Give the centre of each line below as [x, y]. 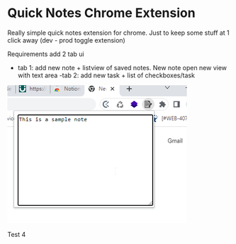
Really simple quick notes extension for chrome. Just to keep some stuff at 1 [119, 33]
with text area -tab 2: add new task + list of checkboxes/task [106, 75]
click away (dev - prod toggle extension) [66, 40]
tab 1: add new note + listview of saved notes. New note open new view [122, 67]
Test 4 [17, 234]
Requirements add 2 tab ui [46, 54]
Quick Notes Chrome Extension [102, 13]
